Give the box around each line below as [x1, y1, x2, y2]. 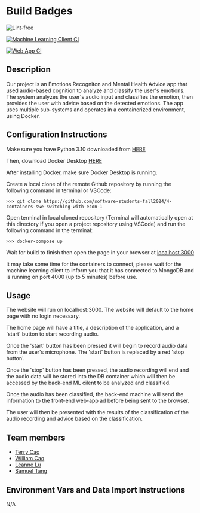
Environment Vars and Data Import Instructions [6, 485, 186, 495]
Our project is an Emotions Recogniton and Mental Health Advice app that [6, 80, 188, 87]
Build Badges [6, 4, 73, 18]
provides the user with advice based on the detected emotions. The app [6, 99, 184, 107]
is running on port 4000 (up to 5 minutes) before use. [6, 273, 138, 280]
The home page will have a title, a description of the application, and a [6, 324, 179, 332]
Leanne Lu [14, 461, 41, 468]
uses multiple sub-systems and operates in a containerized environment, [6, 106, 186, 113]
